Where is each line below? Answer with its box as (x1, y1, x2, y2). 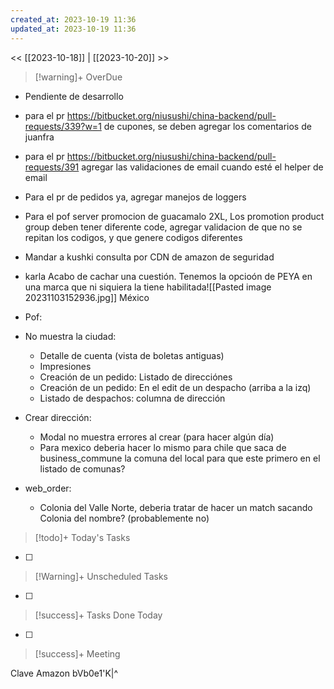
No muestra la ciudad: (24, 330, 117, 342)
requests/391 (24, 161, 80, 173)
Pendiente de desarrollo (24, 90, 124, 102)
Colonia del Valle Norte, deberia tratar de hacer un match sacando (39, 501, 313, 513)
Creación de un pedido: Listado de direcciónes (39, 371, 233, 383)
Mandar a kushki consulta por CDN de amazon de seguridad (24, 251, 275, 263)
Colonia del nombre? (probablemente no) (39, 512, 210, 524)
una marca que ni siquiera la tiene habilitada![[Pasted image (24, 281, 272, 293)
